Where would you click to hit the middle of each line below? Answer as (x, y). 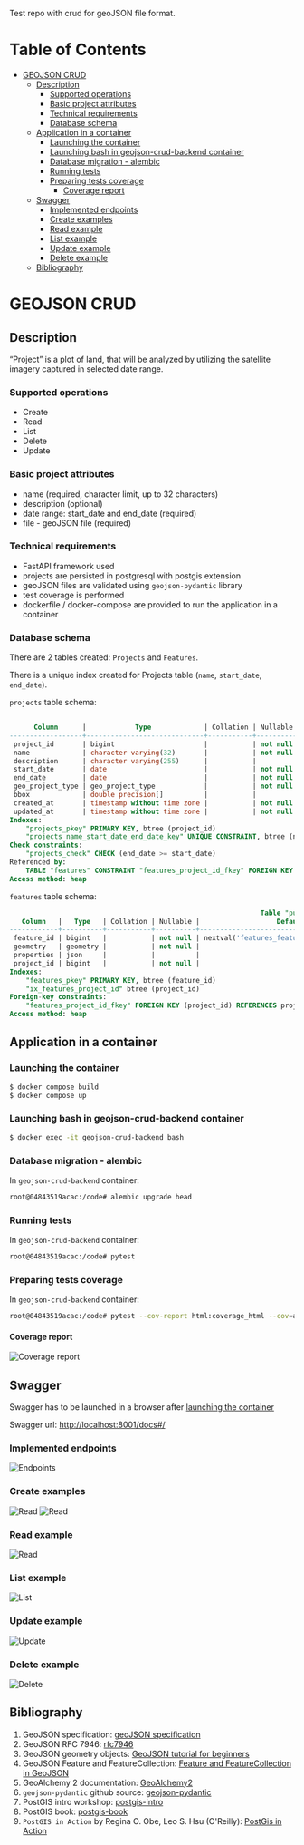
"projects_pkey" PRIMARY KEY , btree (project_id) (121, 829)
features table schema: (53, 896)
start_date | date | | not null (153, 770)
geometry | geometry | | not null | (107, 947)
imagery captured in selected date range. (86, 369)
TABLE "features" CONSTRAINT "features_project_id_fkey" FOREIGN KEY (160, 870)
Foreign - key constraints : (58, 997)
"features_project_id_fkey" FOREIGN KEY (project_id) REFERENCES (152, 1005)
